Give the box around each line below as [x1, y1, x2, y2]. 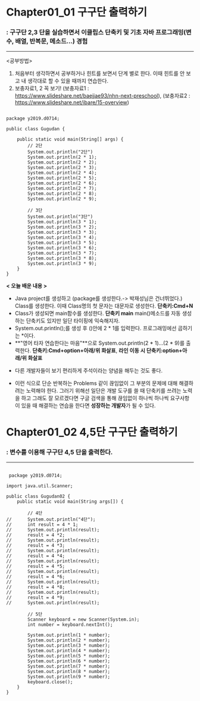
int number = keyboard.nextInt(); [27, 621, 113, 628]
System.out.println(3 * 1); [27, 219, 97, 225]
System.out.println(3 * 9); [27, 261, 97, 267]
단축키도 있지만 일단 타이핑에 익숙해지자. [26, 317, 120, 324]
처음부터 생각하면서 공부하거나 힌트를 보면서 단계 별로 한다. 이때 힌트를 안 [14, 70, 185, 77]
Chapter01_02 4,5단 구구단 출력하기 [6, 425, 178, 439]
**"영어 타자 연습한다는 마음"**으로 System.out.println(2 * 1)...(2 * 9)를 [14, 340, 185, 347]
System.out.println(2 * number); [27, 637, 111, 643]
